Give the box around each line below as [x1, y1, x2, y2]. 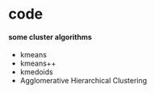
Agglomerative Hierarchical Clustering [19, 76, 148, 86]
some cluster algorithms [8, 32, 93, 41]
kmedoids [19, 67, 54, 77]
